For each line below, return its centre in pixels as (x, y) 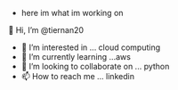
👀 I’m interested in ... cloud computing (91, 47)
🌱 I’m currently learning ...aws (76, 57)
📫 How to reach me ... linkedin (78, 76)
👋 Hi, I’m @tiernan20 (46, 30)
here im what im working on (72, 13)
